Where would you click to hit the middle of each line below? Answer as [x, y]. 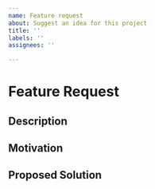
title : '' [25, 30]
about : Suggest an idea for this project [78, 23]
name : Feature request [46, 16]
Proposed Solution [55, 175]
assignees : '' [32, 45]
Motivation [36, 148]
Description [38, 121]
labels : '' [26, 38]
